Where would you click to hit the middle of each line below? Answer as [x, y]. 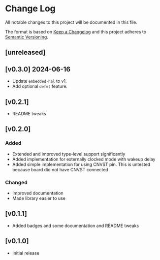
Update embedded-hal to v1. [39, 81]
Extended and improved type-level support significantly [69, 154]
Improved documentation [38, 193]
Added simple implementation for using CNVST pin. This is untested [81, 164]
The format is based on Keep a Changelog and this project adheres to [76, 32]
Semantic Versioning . [27, 37]
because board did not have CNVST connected [60, 169]
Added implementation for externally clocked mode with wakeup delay [84, 159]
